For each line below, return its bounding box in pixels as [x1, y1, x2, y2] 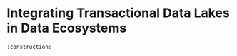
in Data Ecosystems [6, 20, 127, 36]
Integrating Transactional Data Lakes [6, 5, 230, 21]
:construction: [6, 43, 52, 50]
